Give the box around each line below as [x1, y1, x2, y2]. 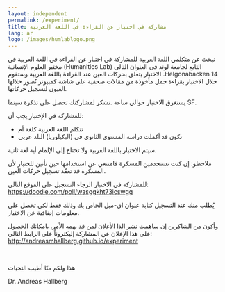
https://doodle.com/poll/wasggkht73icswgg [8, 188, 133, 196]
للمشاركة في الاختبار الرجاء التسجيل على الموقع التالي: [8, 180, 149, 188]
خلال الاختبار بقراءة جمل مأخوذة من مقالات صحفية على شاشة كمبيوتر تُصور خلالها [8, 77, 217, 86]
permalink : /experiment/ [8, 17, 80, 24]
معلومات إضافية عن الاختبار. [8, 209, 80, 217]
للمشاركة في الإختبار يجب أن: [8, 112, 84, 120]
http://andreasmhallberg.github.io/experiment [8, 237, 138, 245]
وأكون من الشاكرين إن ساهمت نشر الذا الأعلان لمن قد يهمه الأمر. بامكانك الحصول [8, 222, 219, 230]
